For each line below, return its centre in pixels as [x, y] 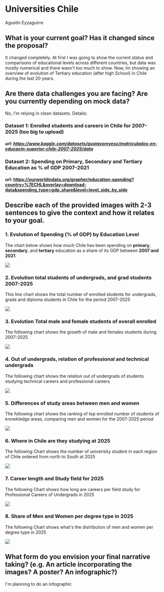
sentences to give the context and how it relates [80, 213]
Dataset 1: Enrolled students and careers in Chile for [68, 126]
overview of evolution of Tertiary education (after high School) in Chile [76, 73]
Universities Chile [42, 9]
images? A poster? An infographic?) [61, 572]
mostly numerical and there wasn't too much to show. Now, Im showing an [80, 68]
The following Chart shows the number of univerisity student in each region [81, 451]
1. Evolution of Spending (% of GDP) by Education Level [72, 235]
